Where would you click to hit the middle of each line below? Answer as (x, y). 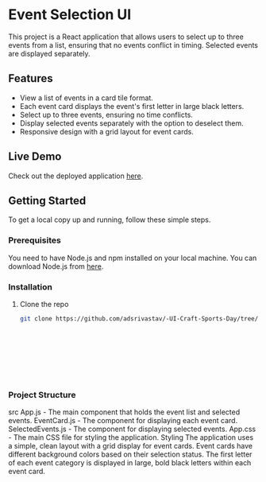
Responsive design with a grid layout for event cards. (107, 131)
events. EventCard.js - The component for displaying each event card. (123, 421)
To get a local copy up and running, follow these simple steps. (110, 220)
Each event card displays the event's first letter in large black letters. (132, 106)
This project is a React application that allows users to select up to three (126, 37)
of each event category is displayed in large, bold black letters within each (130, 463)
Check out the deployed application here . (76, 176)
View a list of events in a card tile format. (86, 98)
